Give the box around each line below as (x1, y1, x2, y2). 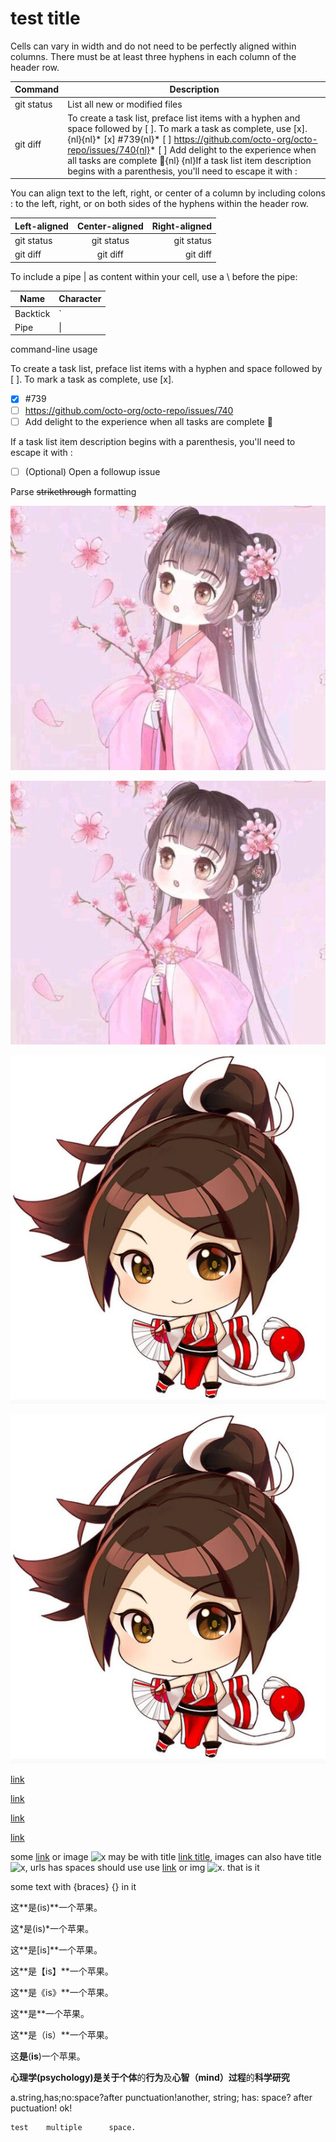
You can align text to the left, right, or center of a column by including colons (10, 187, 326, 199)
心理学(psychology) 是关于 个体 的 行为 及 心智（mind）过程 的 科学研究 (10, 2071, 290, 2083)
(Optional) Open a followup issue (24, 465, 161, 477)
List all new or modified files (67, 98, 183, 110)
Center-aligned (76, 220, 144, 232)
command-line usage (10, 343, 98, 356)
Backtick (14, 307, 51, 319)
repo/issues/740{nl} (67, 143, 151, 156)
